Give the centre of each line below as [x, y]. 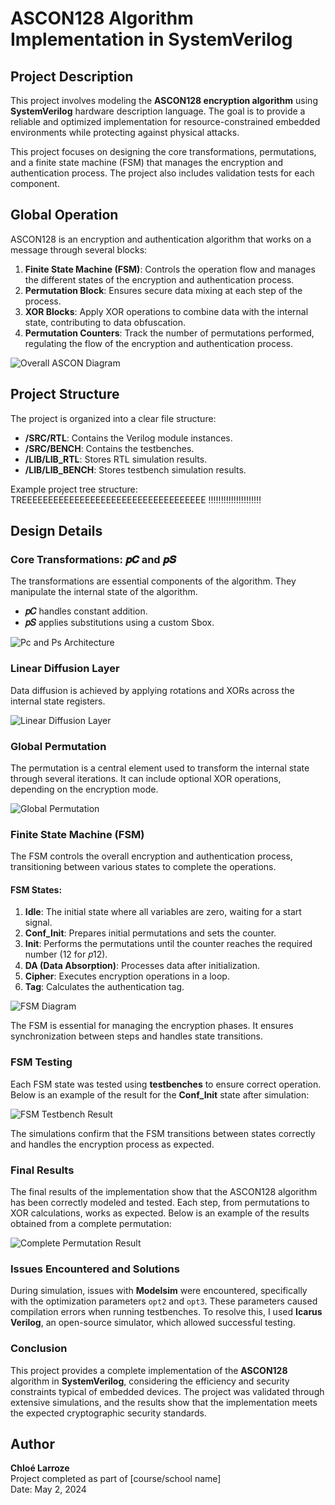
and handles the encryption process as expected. [112, 1144]
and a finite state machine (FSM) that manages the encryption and [147, 162]
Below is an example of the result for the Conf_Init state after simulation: [160, 1094]
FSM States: [36, 889]
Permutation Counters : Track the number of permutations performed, [169, 333]
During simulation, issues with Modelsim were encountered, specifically [159, 1291]
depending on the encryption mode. [84, 789]
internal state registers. [58, 701]
